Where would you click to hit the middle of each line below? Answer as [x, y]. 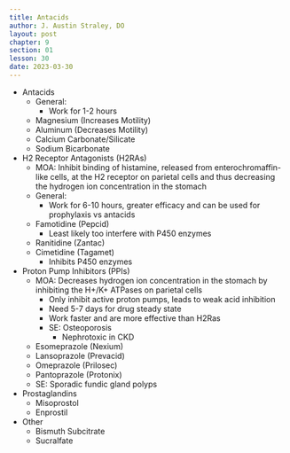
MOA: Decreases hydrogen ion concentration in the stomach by [151, 280]
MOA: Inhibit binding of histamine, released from [124, 167]
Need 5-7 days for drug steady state [115, 309]
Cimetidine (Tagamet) [75, 252]
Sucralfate [54, 441]
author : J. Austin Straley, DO [67, 26]
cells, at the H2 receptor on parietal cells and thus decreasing [163, 176]
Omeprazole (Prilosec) [76, 365]
